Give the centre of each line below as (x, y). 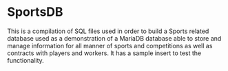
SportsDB (35, 12)
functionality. (26, 60)
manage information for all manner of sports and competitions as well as (110, 45)
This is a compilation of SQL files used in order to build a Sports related (108, 31)
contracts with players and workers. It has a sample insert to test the (104, 53)
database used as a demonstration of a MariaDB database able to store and (114, 38)
